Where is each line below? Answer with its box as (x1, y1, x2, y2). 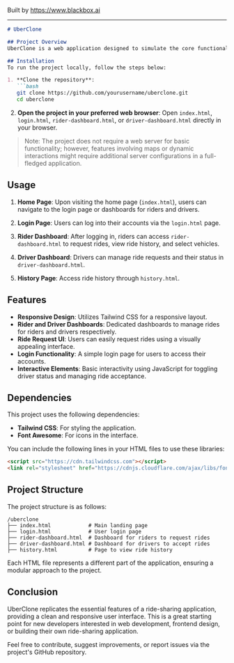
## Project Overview (7, 38, 68, 45)
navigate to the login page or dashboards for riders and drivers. (17, 205, 200, 213)
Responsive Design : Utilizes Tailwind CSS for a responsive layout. (17, 313, 208, 321)
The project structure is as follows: (7, 502, 107, 510)
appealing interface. (17, 342, 75, 350)
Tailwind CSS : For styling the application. (17, 424, 136, 432)
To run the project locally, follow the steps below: (7, 64, 167, 71)
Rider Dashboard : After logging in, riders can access (17, 232, 169, 240)
